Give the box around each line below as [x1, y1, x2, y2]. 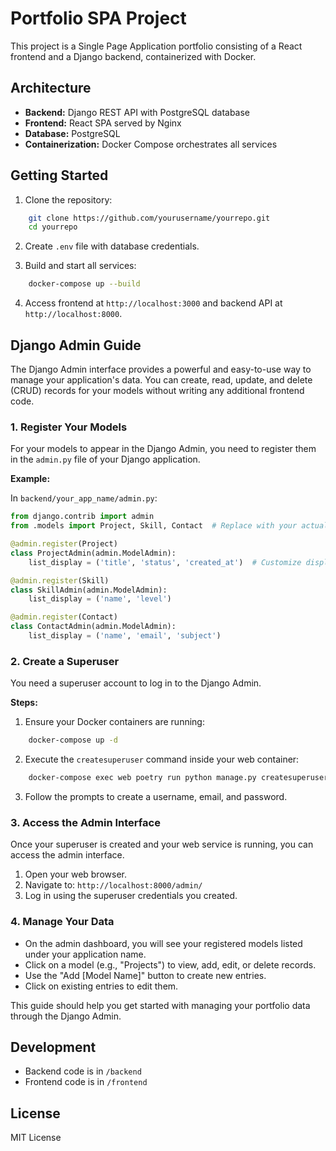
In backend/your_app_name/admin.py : [10, 492, 158, 504]
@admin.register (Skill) [10, 575, 110, 586]
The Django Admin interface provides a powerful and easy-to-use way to [10, 363, 312, 375]
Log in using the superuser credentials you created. [24, 890, 238, 902]
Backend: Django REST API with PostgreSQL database [24, 106, 251, 118]
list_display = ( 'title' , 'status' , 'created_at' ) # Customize [28, 557, 302, 567]
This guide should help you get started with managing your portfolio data [10, 999, 311, 1011]
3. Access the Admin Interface [10, 815, 161, 829]
